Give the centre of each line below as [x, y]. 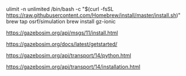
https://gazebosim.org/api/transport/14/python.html [69, 55]
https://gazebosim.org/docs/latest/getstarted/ [62, 44]
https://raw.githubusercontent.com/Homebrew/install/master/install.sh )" [93, 15]
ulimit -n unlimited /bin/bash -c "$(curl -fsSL [60, 9]
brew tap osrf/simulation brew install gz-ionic [61, 21]
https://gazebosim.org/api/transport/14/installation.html [73, 67]
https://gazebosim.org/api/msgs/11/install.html [62, 33]
